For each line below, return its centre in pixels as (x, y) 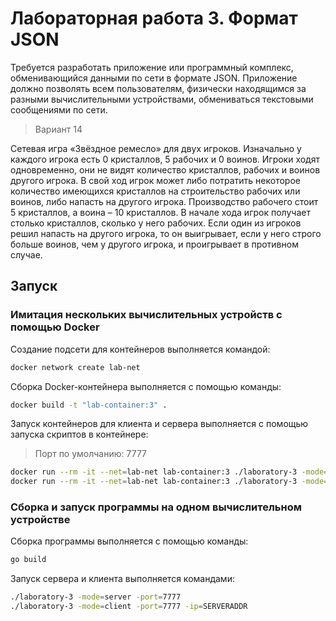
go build (28, 560)
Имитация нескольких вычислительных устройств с (146, 315)
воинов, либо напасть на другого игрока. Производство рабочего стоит (164, 201)
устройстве (40, 520)
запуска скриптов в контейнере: (79, 434)
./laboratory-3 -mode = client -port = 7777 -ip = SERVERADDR (129, 607)
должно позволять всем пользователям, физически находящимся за (158, 88)
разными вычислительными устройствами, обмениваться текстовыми (162, 99)
